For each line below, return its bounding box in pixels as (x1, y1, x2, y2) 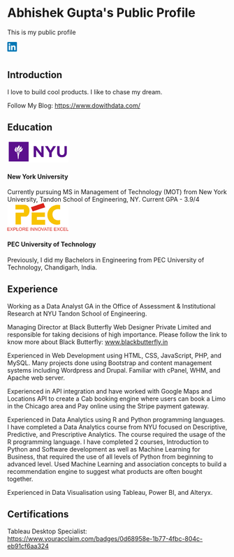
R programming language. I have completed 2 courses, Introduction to (7, 438, 210, 446)
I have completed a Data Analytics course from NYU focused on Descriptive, (7, 422, 228, 431)
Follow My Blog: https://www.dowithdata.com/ (7, 101, 141, 110)
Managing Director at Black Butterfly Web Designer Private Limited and (7, 322, 212, 331)
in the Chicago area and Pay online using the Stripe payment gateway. (7, 401, 210, 410)
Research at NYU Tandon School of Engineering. (7, 309, 147, 318)
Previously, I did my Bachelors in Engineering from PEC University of (7, 256, 205, 265)
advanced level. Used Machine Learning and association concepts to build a (7, 459, 227, 468)
